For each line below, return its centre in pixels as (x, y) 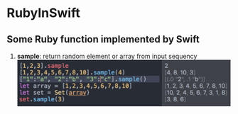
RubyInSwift (44, 13)
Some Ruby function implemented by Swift (103, 39)
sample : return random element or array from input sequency (107, 56)
